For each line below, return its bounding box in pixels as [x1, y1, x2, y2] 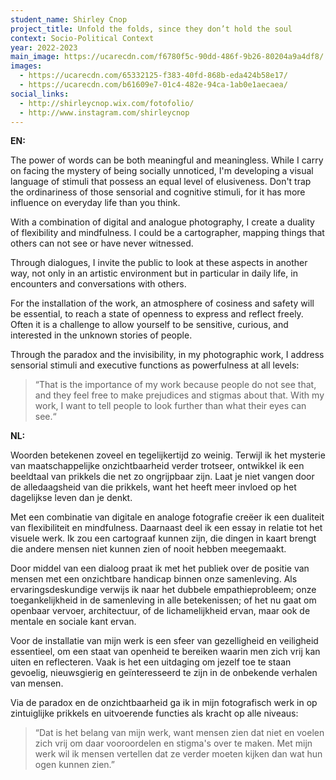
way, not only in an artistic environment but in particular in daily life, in [10, 267, 298, 280]
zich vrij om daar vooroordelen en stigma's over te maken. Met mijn [34, 737, 313, 750]
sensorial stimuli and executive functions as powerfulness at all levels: [10, 359, 300, 371]
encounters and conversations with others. [10, 278, 187, 290]
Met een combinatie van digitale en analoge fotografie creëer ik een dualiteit [10, 511, 325, 523]
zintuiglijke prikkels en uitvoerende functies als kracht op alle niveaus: [10, 707, 299, 720]
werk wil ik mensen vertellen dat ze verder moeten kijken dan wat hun [34, 748, 323, 760]
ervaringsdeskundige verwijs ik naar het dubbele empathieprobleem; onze [10, 584, 317, 596]
